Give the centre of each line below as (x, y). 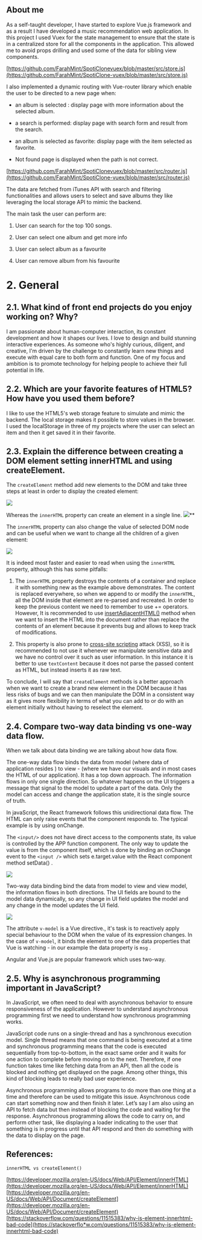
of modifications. (36, 633)
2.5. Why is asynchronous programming (84, 978)
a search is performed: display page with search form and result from (101, 123)
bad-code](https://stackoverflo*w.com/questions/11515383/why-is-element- (101, 1224)
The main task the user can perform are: (56, 214)
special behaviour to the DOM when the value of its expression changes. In (99, 935)
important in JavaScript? (54, 988)
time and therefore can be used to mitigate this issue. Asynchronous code (98, 1097)
